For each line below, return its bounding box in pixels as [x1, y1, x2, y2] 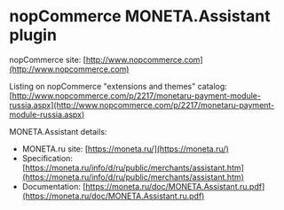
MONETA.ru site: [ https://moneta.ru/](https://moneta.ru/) [21, 144, 229, 154]
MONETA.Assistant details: [9, 126, 107, 136]
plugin [9, 25, 58, 45]
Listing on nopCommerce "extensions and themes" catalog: [9, 81, 228, 91]
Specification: [21, 152, 74, 163]
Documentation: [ [21, 181, 86, 191]
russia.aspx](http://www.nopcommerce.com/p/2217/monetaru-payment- [9, 99, 275, 110]
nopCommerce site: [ [9, 54, 87, 65]
